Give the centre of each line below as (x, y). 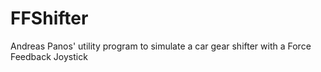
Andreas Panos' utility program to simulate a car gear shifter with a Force (161, 46)
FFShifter (49, 18)
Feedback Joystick (49, 56)
